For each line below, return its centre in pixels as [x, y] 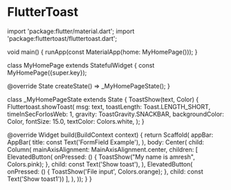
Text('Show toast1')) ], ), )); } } [49, 179]
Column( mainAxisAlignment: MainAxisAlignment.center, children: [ [103, 149]
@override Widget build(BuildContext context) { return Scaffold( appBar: [110, 135]
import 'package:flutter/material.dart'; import [71, 31]
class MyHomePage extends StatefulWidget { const [81, 65]
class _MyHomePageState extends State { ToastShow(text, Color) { [103, 99]
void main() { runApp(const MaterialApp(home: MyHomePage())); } [103, 52]
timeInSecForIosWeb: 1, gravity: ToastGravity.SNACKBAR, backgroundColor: [116, 114]
